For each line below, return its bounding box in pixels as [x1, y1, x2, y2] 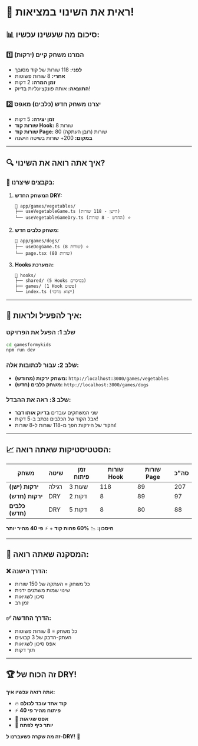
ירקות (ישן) [9, 482, 39, 491]
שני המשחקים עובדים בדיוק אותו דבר [14, 409, 98, 416]
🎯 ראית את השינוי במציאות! [6, 5, 134, 19]
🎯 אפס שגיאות [14, 715, 49, 722]
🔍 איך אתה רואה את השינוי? [6, 157, 105, 167]
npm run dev [6, 347, 35, 353]
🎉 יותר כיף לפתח [14, 721, 54, 728]
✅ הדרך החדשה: [6, 614, 52, 622]
